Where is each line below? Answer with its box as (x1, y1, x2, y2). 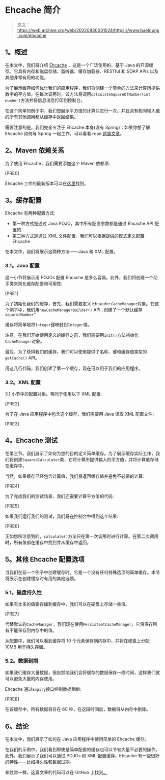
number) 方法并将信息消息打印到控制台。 (5, 97, 85, 103)
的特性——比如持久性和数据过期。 (5, 759, 74, 765)
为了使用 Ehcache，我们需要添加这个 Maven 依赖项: (5, 160, 110, 166)
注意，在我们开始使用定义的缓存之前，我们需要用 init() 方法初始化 (5, 332, 139, 338)
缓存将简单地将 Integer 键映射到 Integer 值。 (5, 321, 92, 327)
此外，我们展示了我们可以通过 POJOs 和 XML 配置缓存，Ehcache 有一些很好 (5, 753, 160, 758)
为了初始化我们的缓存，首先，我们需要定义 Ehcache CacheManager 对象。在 (5, 300, 155, 306)
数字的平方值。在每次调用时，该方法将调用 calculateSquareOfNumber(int (5, 91, 151, 97)
